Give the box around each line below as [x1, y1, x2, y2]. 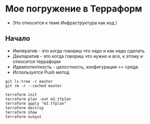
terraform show [5, 109, 37, 115]
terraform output [5, 114, 42, 119]
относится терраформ [12, 58, 61, 65]
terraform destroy [5, 105, 44, 110]
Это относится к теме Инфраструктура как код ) [12, 20, 118, 26]
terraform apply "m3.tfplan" [5, 101, 67, 106]
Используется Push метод [12, 69, 70, 75]
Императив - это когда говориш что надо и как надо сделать [12, 47, 145, 53]
